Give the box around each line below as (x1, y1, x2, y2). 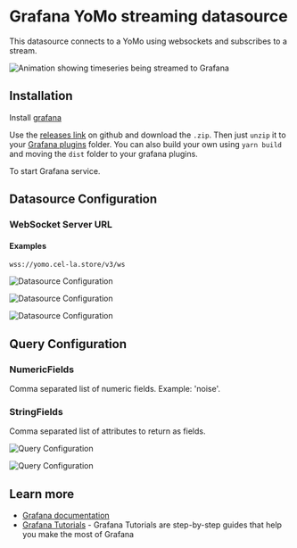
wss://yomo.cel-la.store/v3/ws (9, 261, 126, 270)
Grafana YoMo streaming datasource (9, 6, 288, 27)
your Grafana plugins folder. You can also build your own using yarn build (9, 138, 283, 149)
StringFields (9, 405, 64, 418)
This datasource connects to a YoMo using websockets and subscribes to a (9, 36, 288, 46)
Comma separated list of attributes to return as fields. (9, 426, 206, 436)
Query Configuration (9, 336, 128, 352)
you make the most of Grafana (21, 529, 135, 540)
